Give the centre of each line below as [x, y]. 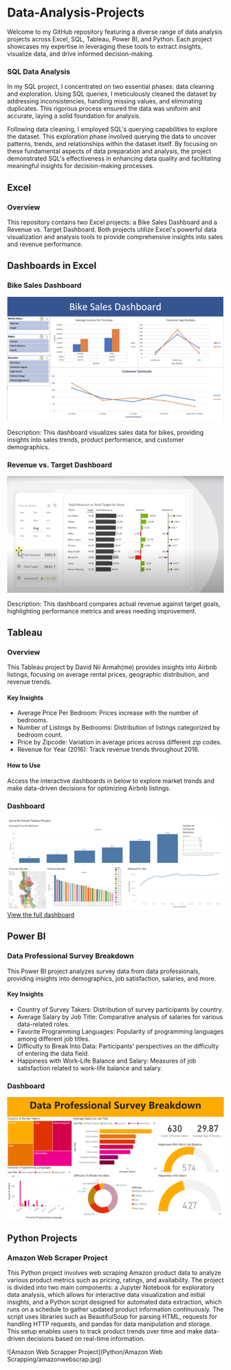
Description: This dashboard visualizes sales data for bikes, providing [106, 433]
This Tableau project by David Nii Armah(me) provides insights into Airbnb [112, 667]
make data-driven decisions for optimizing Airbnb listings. [89, 788]
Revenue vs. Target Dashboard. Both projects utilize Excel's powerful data [112, 229]
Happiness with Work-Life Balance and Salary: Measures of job [107, 1061]
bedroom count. [40, 735]
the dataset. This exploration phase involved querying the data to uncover [112, 136]
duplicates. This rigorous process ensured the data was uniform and [104, 109]
